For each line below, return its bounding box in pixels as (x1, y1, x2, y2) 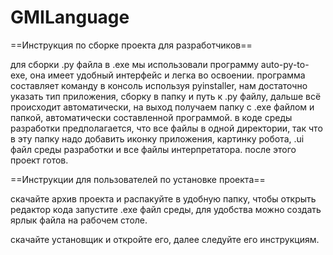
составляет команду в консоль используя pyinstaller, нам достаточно (10, 79, 308, 91)
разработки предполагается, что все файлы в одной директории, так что (10, 122, 323, 134)
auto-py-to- (260, 58, 310, 70)
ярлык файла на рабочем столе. (10, 214, 148, 226)
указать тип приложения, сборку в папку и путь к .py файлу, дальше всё (10, 90, 322, 102)
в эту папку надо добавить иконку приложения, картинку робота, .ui (10, 132, 305, 145)
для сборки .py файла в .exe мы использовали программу (10, 58, 259, 70)
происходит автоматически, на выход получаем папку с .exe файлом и (10, 101, 315, 113)
